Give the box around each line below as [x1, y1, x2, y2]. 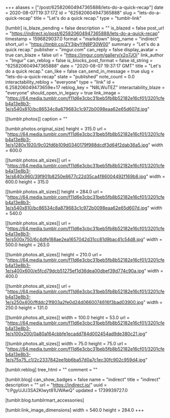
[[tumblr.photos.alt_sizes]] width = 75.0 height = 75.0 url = [5, 341, 127, 346]
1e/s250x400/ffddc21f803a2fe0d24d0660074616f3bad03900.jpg [5, 300, 144, 305]
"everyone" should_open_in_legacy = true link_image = [5, 90, 121, 96]
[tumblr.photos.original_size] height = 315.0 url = [5, 126, 107, 132]
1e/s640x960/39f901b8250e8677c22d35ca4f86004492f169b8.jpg [5, 173, 147, 180]
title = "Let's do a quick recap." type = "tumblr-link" [34, 15, 141, 21]
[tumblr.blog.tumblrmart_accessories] [5, 397, 84, 403]
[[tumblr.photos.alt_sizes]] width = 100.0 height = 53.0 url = [5, 315, 130, 320]
